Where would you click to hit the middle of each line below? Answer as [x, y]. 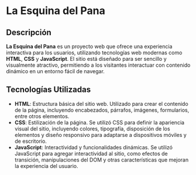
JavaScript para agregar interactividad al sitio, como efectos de [91, 153]
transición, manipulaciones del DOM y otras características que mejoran [102, 160]
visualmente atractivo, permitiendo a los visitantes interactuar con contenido [98, 65]
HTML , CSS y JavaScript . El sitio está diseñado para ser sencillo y [86, 59]
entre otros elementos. [42, 116]
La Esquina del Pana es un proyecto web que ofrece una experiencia [89, 46]
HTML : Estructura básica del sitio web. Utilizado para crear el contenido [101, 104]
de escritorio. [30, 141]
